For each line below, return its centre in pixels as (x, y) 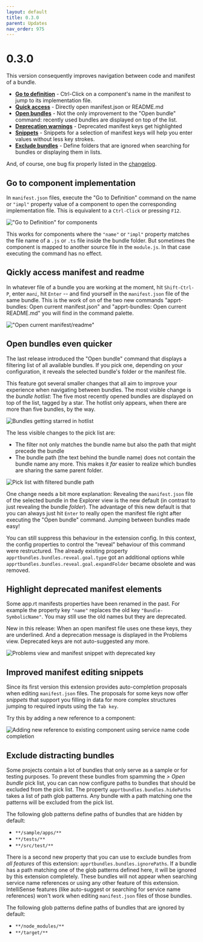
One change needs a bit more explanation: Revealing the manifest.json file (100, 493)
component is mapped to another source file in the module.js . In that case (98, 247)
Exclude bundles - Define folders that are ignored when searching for (102, 146)
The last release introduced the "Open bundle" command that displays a (96, 359)
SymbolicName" (24, 617)
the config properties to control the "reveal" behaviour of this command (96, 544)
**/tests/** (30, 839)
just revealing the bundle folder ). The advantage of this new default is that (99, 507)
